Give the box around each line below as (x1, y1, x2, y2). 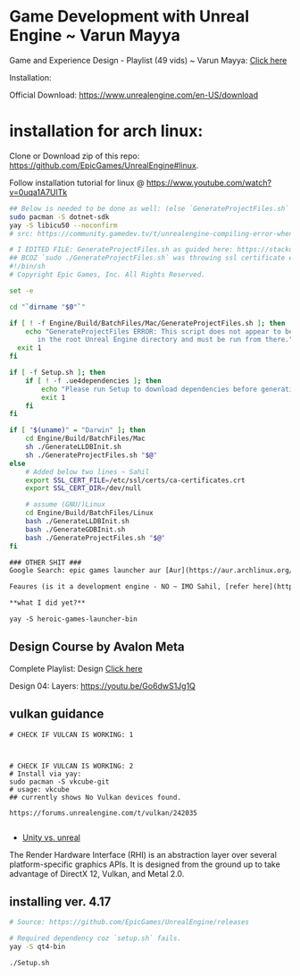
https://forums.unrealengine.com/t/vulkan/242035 (9, 808, 198, 818)
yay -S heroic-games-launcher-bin (9, 615, 138, 624)
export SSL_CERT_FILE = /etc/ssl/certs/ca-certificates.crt (25, 476, 246, 485)
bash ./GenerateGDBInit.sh (25, 525, 126, 534)
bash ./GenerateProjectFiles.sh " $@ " (25, 533, 166, 542)
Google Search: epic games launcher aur (9, 566, 162, 575)
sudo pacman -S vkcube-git (9, 777, 110, 786)
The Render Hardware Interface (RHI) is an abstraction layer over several (9, 849, 277, 860)
